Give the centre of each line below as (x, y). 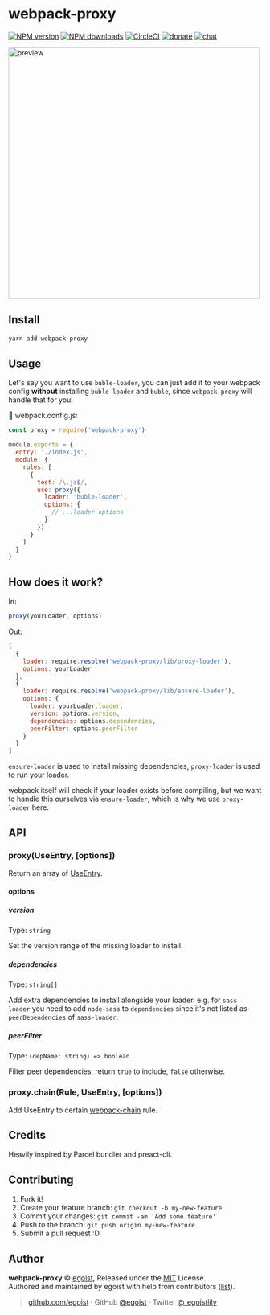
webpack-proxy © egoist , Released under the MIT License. (107, 1278)
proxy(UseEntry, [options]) (62, 856)
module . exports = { (41, 445)
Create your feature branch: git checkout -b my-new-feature (121, 1208)
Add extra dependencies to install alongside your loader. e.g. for (115, 1000)
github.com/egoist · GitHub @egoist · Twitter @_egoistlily (122, 1302)
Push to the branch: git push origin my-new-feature (107, 1225)
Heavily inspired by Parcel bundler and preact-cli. (90, 1154)
